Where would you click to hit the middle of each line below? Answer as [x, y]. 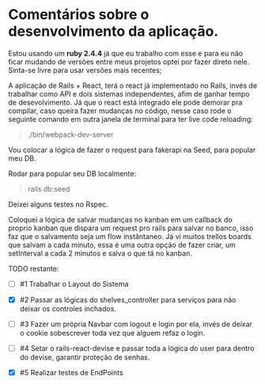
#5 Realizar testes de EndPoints [72, 373]
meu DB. [22, 158]
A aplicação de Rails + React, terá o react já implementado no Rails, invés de [133, 86]
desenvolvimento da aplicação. [114, 31]
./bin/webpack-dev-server [70, 134]
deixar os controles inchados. [68, 309]
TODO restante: [34, 268]
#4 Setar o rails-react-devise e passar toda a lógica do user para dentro [137, 348]
